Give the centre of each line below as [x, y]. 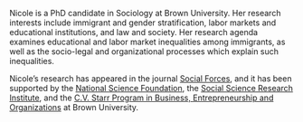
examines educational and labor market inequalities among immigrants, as [147, 42]
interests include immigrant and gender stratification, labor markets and [143, 23]
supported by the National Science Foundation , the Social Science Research [151, 88]
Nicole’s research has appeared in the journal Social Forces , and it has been [151, 79]
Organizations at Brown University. [74, 107]
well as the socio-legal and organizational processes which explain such [144, 52]
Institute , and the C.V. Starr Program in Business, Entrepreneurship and [142, 98]
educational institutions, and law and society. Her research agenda [134, 32]
